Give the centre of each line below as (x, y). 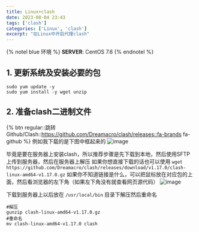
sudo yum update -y (31, 87)
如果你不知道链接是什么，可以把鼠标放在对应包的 (127, 174)
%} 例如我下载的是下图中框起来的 (64, 141)
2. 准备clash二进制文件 (49, 112)
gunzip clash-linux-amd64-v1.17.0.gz (53, 212)
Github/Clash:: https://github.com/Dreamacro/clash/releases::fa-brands (94, 134)
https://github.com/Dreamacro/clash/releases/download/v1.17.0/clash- (96, 168)
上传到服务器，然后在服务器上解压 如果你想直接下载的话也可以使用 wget (94, 161)
